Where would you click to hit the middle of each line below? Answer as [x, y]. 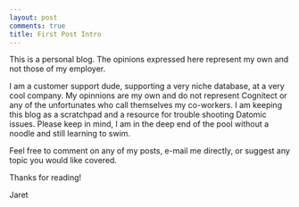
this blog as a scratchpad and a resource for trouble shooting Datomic [138, 115]
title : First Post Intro [55, 34]
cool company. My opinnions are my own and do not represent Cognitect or [148, 95]
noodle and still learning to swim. [70, 134]
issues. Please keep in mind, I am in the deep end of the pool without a [139, 124]
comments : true [37, 26]
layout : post [33, 17]
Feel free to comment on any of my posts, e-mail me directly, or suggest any [149, 151]
